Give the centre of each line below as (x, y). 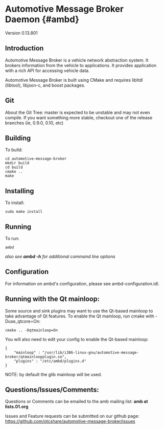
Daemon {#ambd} (42, 19)
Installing (20, 191)
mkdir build (17, 163)
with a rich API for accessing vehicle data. (47, 70)
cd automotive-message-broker (36, 159)
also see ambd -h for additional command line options (60, 256)
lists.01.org (17, 406)
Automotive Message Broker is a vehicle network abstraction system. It (77, 60)
